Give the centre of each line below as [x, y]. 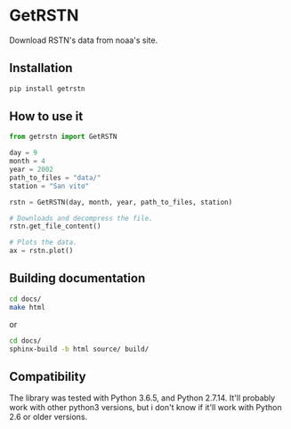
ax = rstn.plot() [41, 251]
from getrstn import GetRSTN [63, 137]
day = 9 [24, 153]
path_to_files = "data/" [55, 178]
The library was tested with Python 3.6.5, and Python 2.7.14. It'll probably [142, 398]
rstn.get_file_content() [55, 227]
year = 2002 [31, 170]
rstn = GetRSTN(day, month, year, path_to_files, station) [121, 202]
